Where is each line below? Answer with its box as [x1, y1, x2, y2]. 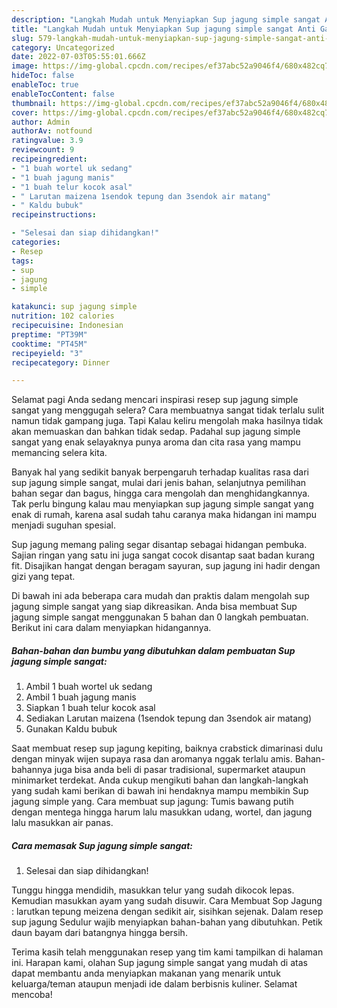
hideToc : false [11, 71, 75, 81]
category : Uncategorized [11, 42, 115, 53]
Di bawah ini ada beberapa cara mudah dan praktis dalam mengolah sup [11, 590, 310, 602]
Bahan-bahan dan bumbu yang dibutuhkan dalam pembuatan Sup [11, 644, 296, 656]
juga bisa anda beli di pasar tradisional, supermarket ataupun [54, 764, 306, 776]
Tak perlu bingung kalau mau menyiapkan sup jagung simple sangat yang [11, 498, 314, 510]
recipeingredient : [11, 154, 88, 164]
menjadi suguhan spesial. [11, 519, 116, 531]
